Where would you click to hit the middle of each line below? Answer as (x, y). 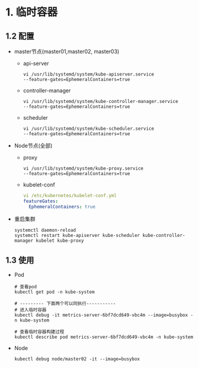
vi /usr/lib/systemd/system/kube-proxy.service (83, 169)
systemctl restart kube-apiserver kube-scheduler (77, 235)
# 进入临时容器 (30, 310)
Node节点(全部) (33, 146)
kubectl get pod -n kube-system (54, 292)
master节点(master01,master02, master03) (67, 52)
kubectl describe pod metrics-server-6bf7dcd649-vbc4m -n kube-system (104, 337)
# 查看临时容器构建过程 (39, 332)
